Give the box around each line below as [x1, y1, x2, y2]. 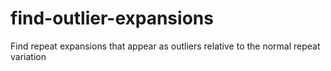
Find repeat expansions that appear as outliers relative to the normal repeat [10, 40, 321, 52]
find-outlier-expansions [10, 7, 214, 30]
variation [10, 50, 47, 62]
